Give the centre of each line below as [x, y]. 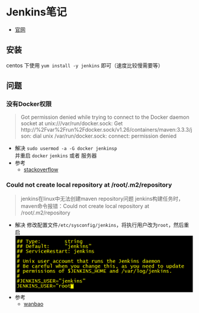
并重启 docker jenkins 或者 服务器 [56, 156]
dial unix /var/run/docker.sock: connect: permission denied [104, 136]
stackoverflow [41, 169]
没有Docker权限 [29, 104]
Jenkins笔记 [36, 12]
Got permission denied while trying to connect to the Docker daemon [105, 117]
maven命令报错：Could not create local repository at [85, 206]
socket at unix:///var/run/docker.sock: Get [72, 123]
